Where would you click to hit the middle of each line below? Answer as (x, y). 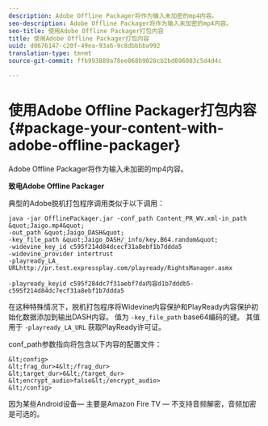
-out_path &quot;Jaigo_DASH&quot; (67, 232)
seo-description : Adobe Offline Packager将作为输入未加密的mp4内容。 (120, 23)
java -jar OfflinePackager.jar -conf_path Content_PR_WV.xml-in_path (128, 218)
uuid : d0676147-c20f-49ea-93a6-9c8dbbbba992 (84, 46)
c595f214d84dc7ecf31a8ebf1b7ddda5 (67, 291)
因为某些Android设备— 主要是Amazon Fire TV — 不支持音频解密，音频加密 (132, 403)
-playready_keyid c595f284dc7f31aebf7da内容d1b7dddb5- (101, 284)
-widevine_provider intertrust (61, 254)
